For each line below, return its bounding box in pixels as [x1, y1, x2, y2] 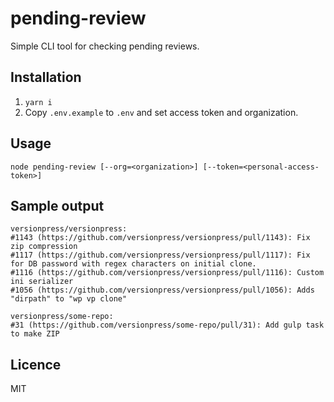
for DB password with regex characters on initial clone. [10, 259, 257, 269]
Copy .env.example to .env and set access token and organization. [24, 106, 299, 118]
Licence [10, 356, 62, 373]
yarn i [24, 97, 53, 107]
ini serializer [10, 277, 74, 287]
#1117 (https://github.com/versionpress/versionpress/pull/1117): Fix [10, 250, 311, 261]
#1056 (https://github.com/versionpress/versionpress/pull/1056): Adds [10, 285, 315, 296]
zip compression [10, 242, 78, 252]
